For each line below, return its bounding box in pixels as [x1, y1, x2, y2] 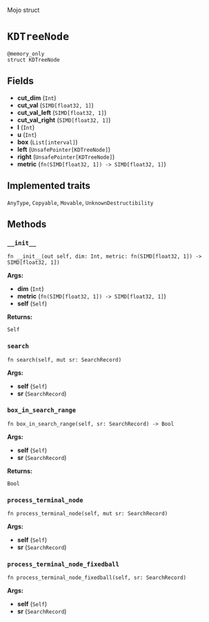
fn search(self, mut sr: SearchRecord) [7, 356, 122, 363]
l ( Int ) [17, 123, 35, 131]
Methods [7, 218, 47, 230]
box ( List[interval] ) [17, 138, 78, 146]
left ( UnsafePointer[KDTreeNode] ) [17, 145, 111, 153]
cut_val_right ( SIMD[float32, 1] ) [17, 116, 111, 124]
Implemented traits [7, 180, 91, 192]
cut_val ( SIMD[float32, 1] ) [17, 100, 94, 109]
